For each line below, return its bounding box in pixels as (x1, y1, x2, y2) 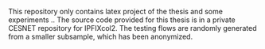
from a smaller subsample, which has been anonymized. (8, 32, 193, 41)
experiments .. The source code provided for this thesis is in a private (8, 15, 236, 24)
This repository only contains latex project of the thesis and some (8, 7, 223, 16)
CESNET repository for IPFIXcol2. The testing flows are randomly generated (8, 24, 257, 32)
